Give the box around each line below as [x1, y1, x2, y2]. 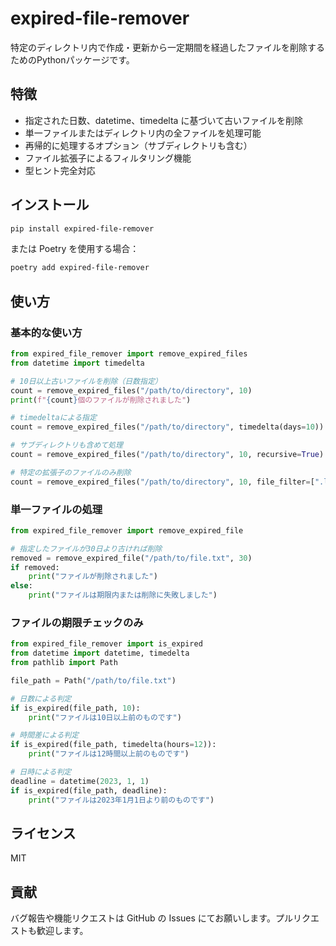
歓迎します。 [36, 925, 89, 937]
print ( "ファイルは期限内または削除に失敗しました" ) [28, 590, 218, 601]
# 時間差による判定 [10, 730, 80, 741]
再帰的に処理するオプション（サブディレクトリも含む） [24, 139, 253, 151]
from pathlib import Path [10, 658, 118, 668]
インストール [10, 197, 90, 214]
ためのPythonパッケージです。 [10, 53, 135, 66]
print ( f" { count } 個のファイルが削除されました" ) [10, 395, 192, 405]
